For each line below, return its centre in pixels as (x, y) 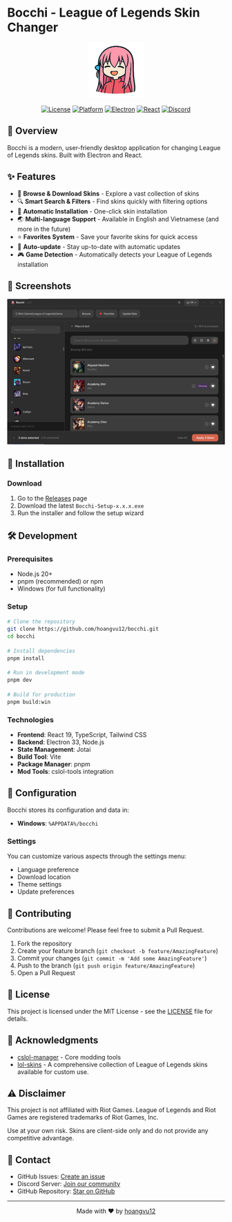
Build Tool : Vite (39, 757)
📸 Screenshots (39, 286)
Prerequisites (30, 559)
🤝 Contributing (39, 913)
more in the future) (44, 229)
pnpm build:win (29, 702)
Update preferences (46, 892)
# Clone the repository (41, 622)
